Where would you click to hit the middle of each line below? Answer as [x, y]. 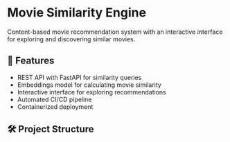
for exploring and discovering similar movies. [71, 39]
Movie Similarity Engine [77, 13]
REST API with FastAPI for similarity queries [79, 77]
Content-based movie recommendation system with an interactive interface [115, 32]
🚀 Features [31, 61]
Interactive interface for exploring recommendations [91, 92]
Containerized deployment [55, 106]
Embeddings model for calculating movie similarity [89, 85]
